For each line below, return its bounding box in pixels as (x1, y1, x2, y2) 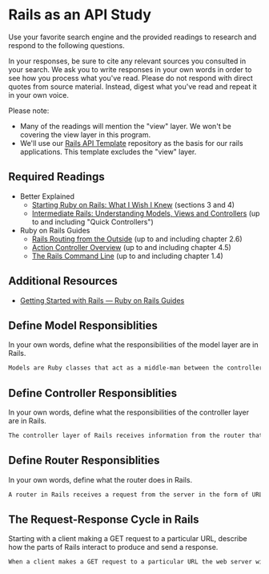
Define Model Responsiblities (8, 318, 159, 332)
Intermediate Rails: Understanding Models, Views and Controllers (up (31, 208, 260, 218)
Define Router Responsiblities (8, 454, 160, 467)
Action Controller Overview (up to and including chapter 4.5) (31, 242, 232, 252)
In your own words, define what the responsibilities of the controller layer (8, 407, 250, 418)
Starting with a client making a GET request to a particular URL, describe (8, 534, 247, 544)
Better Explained (19, 191, 74, 201)
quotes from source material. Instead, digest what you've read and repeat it (8, 82, 258, 91)
